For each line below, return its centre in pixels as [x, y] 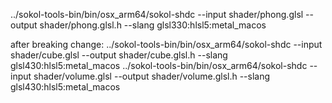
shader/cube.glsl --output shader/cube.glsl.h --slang [119, 55]
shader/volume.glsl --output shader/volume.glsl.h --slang [152, 76]
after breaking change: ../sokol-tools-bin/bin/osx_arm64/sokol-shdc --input [166, 44]
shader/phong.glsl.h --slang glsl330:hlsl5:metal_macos [153, 25]
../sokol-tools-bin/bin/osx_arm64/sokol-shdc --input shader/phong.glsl [157, 14]
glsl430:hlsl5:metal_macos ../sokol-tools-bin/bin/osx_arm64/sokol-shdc [159, 65]
